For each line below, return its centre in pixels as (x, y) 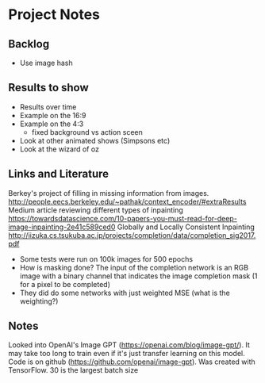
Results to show (48, 88)
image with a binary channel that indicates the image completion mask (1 (138, 276)
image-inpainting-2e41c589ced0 (62, 227)
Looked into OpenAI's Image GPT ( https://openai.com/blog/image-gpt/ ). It (129, 345)
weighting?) (39, 301)
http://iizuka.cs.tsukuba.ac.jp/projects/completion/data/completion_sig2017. (132, 235)
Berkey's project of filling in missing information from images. (109, 193)
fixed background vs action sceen (87, 132)
